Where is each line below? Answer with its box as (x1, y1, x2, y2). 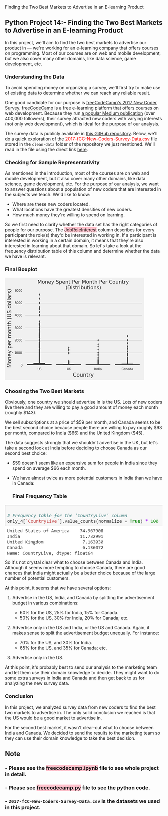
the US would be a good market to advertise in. (5, 715, 102, 721)
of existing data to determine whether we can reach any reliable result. (5, 90, 151, 96)
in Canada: (12, 480, 35, 486)
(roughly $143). (5, 410, 37, 415)
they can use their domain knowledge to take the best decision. (5, 735, 136, 741)
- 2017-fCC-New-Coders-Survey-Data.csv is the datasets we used (5, 797, 160, 804)
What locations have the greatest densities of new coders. (12, 207, 133, 213)
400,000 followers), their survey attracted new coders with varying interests (5, 116, 162, 122)
